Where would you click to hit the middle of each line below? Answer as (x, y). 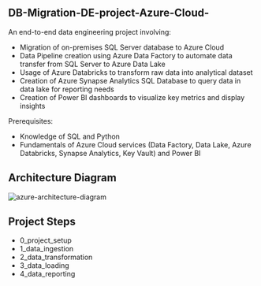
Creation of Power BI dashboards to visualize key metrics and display (132, 97)
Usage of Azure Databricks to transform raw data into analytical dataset (136, 72)
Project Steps (42, 222)
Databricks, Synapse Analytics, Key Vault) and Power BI (110, 153)
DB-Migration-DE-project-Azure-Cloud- (109, 13)
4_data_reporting (47, 274)
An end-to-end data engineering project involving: (90, 32)
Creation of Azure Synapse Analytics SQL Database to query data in (130, 80)
